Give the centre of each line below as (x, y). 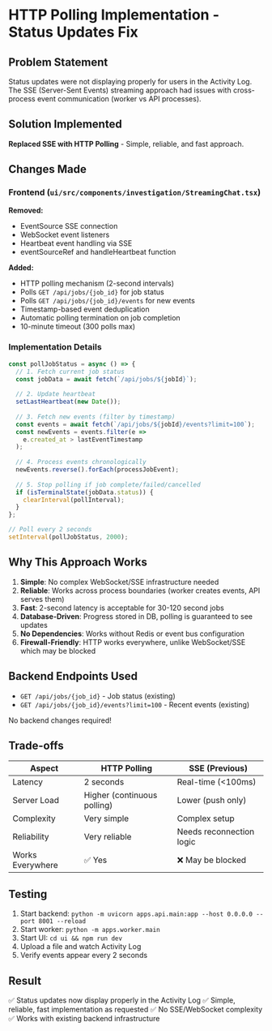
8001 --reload (62, 921)
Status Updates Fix (74, 32)
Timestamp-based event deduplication (85, 309)
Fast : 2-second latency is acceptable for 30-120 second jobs (122, 608)
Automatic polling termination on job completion (100, 317)
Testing (28, 894)
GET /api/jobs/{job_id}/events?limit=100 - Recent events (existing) (135, 704)
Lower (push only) (212, 801)
